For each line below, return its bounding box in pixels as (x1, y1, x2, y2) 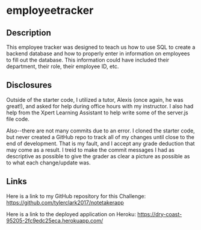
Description (6, 28, 51, 38)
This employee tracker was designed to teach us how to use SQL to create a (6, 43, 196, 51)
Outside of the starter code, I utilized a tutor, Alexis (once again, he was (6, 96, 184, 103)
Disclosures (6, 80, 52, 90)
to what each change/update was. (6, 159, 91, 166)
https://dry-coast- (137, 210, 182, 217)
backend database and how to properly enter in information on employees (6, 50, 190, 57)
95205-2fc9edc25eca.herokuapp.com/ (6, 217, 104, 224)
